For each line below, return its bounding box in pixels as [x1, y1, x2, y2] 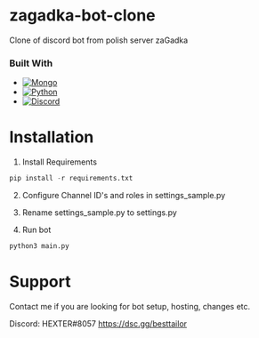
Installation [9, 127, 94, 148]
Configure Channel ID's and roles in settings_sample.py [21, 190, 226, 201]
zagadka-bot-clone [9, 5, 156, 26]
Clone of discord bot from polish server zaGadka [9, 35, 189, 45]
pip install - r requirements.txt [9, 174, 134, 183]
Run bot [21, 224, 52, 236]
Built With [9, 57, 53, 69]
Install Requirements [21, 157, 98, 167]
